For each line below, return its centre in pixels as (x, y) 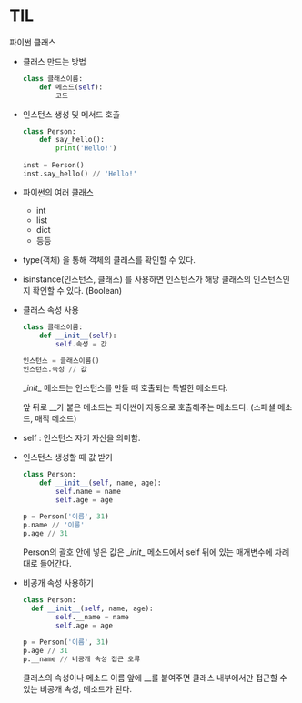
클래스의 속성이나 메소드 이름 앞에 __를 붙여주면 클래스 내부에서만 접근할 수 (155, 678)
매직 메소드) (56, 418)
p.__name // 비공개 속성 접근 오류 (81, 659)
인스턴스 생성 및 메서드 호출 (71, 114)
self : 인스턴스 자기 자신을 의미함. (81, 438)
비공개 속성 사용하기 (58, 583)
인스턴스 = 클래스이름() (61, 361)
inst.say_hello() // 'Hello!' (80, 174)
